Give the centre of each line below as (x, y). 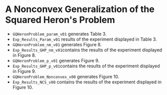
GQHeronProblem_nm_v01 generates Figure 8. (57, 44)
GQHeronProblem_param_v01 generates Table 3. (60, 34)
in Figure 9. (24, 71)
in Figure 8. (24, 55)
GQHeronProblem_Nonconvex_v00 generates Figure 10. (66, 76)
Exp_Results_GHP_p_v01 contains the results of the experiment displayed (86, 66)
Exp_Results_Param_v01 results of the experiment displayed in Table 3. (85, 39)
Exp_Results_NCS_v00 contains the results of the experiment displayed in (87, 82)
